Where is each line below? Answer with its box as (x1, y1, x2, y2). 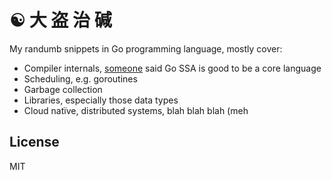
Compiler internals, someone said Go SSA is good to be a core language (23, 62, 322, 74)
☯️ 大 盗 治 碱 (9, 9, 112, 32)
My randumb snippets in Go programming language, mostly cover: (9, 42, 283, 55)
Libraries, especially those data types (23, 94, 179, 106)
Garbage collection (23, 83, 103, 95)
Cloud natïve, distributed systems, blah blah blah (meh (23, 104, 249, 116)
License (9, 134, 60, 151)
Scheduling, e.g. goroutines (23, 72, 138, 85)
